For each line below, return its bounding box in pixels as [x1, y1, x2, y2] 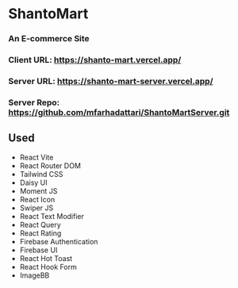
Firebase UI [19, 245, 58, 255]
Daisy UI [19, 178, 48, 187]
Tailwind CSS [19, 169, 63, 179]
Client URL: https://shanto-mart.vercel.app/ [8, 55, 182, 66]
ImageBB [19, 271, 50, 280]
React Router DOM [19, 160, 82, 171]
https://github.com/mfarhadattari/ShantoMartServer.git [8, 106, 230, 117]
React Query [19, 220, 61, 229]
